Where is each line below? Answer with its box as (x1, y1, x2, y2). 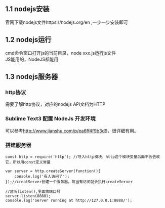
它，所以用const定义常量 (5, 159, 51, 164)
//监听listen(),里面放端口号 (5, 189, 61, 194)
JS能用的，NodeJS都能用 (5, 56, 59, 62)
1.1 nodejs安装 (5, 5, 50, 14)
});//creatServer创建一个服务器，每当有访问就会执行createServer (5, 179, 133, 184)
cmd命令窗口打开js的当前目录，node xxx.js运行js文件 (5, 50, 116, 56)
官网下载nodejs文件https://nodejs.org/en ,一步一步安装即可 (5, 19, 128, 25)
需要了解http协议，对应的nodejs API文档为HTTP (5, 101, 105, 107)
